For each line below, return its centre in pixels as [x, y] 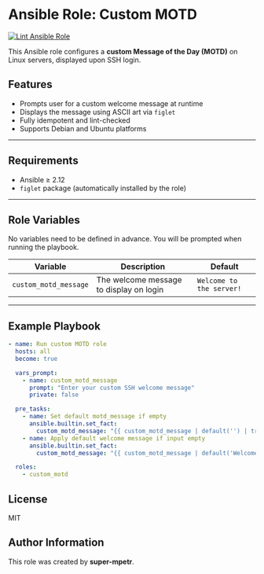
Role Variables [44, 220]
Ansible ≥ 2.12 [42, 179]
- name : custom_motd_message [70, 380]
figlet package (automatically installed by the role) [103, 188]
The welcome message [139, 280]
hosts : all [33, 351]
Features [30, 85]
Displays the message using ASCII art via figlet [97, 112]
